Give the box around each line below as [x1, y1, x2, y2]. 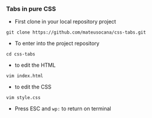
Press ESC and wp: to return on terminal [14, 105, 111, 112]
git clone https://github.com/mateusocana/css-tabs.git [6, 29, 146, 35]
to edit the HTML [14, 61, 56, 69]
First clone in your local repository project [14, 18, 117, 25]
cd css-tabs [6, 51, 35, 57]
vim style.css [6, 95, 41, 101]
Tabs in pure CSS [6, 5, 56, 13]
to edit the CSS [14, 83, 52, 90]
